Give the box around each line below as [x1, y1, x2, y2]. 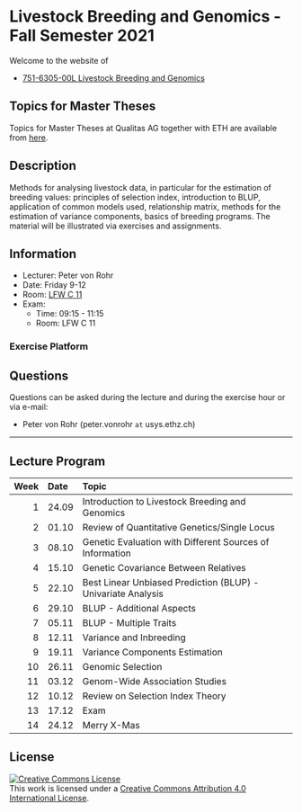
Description [9, 158, 76, 174]
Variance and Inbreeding [82, 631, 186, 644]
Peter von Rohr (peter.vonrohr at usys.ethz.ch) [22, 419, 196, 430]
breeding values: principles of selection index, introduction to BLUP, [9, 192, 261, 202]
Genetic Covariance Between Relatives [82, 561, 246, 574]
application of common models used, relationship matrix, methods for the [9, 201, 281, 212]
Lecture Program [9, 453, 106, 468]
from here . [9, 132, 49, 143]
